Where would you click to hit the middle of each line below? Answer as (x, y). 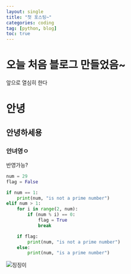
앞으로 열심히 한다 (27, 83)
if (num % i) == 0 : (52, 215)
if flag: (28, 236)
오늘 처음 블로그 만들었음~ (66, 65)
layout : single (25, 12)
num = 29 (17, 176)
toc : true (18, 34)
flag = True (52, 221)
